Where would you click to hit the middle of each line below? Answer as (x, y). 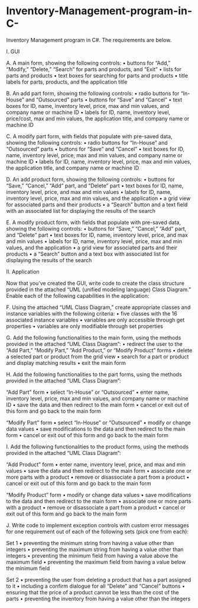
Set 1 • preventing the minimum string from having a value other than (90, 543)
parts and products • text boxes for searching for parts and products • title (97, 75)
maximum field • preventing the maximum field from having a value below (96, 562)
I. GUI (13, 51)
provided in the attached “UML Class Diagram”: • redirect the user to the (94, 344)
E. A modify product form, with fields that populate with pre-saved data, (94, 222)
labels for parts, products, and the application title (67, 82)
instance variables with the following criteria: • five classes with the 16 (92, 313)
